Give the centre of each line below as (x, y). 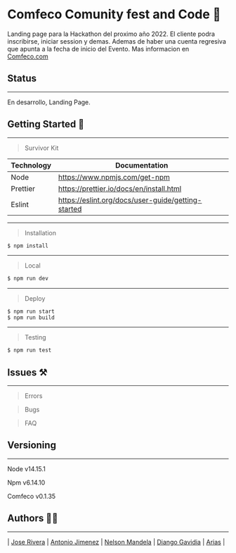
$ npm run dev (28, 279)
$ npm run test (29, 350)
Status (22, 79)
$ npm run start (31, 312)
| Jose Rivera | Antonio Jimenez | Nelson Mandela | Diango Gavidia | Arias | (116, 542)
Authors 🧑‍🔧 (33, 518)
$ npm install (28, 246)
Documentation (142, 165)
